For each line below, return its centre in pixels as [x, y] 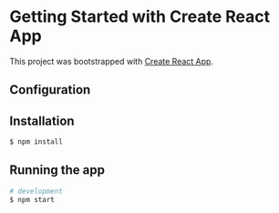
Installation [42, 121]
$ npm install [36, 142]
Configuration [50, 90]
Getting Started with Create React [140, 17]
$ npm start [32, 199]
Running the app [57, 170]
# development [36, 191]
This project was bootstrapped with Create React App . [112, 61]
